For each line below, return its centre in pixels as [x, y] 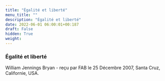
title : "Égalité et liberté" [36, 10]
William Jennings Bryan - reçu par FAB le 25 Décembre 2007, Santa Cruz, [83, 68]
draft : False [19, 29]
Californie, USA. [22, 73]
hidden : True [19, 34]
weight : [14, 39]
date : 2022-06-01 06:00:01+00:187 [42, 24]
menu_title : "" [22, 15]
